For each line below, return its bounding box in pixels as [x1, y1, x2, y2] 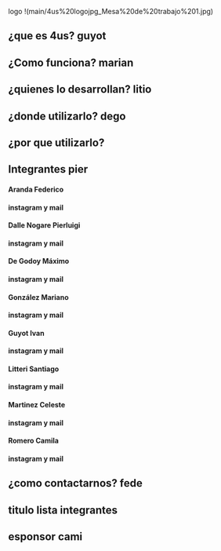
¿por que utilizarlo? [8, 136, 105, 149]
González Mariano [8, 292, 69, 301]
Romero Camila [8, 436, 59, 446]
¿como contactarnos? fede [8, 476, 143, 490]
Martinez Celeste [8, 400, 66, 410]
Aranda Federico [8, 184, 64, 194]
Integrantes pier [8, 162, 89, 176]
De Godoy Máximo [8, 257, 70, 266]
